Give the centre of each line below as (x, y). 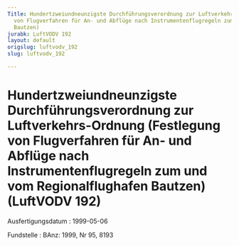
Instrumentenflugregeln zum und (107, 171)
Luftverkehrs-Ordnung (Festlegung (114, 126)
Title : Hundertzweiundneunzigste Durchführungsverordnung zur (101, 14)
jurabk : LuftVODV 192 (39, 34)
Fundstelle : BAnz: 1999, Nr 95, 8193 (60, 235)
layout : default (31, 41)
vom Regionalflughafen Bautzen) (107, 186)
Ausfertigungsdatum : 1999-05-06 (58, 221)
